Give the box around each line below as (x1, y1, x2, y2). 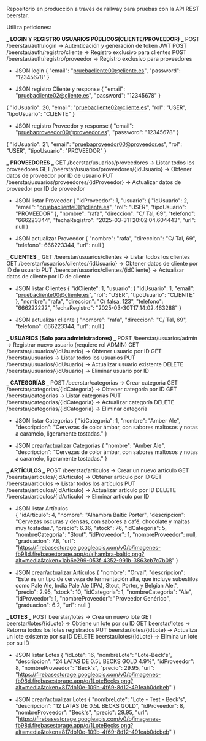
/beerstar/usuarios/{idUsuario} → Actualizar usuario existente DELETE (6, 361, 184, 367)
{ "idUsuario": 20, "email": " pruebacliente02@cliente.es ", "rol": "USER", (6, 104, 187, 111)
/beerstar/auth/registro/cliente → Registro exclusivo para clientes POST (6, 48, 187, 56)
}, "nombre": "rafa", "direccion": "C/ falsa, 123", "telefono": (15, 298, 164, 305)
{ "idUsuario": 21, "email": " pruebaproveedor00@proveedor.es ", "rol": (6, 140, 183, 148)
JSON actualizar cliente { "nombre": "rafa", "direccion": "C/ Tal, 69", (15, 316, 187, 323)
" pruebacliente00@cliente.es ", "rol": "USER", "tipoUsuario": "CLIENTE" (15, 291, 195, 298)
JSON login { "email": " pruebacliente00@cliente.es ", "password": (15, 67, 181, 74)
